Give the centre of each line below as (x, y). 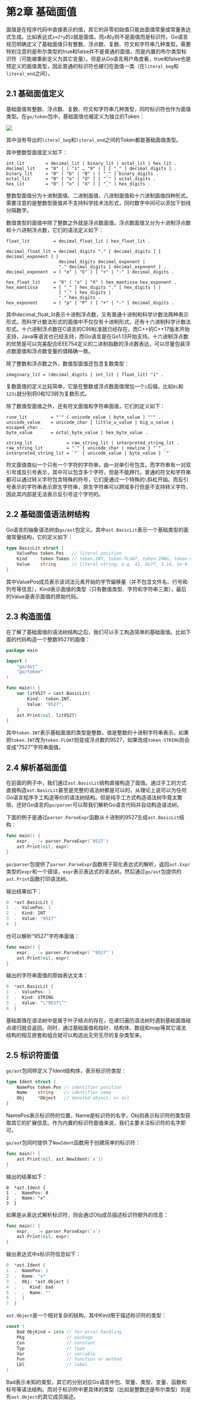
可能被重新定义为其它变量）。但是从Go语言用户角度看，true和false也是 (106, 59)
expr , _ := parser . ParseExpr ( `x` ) (59, 1231)
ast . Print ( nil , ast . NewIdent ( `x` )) (60, 1159)
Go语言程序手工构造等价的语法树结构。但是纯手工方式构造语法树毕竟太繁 (94, 797)
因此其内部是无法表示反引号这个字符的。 (55, 494)
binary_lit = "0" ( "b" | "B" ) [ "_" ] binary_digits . (82, 174)
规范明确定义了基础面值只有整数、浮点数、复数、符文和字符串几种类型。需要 (98, 44)
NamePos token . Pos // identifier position (69, 1087)
